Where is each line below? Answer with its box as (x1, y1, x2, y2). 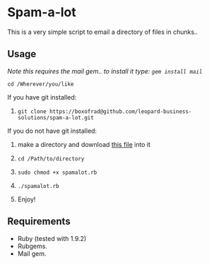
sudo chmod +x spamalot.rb (17, 169, 97, 176)
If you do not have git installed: (7, 126, 97, 135)
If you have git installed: (7, 93, 77, 101)
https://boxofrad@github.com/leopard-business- (49, 107, 192, 115)
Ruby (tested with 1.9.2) (17, 234, 87, 242)
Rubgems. (17, 242, 48, 250)
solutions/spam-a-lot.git (17, 114, 94, 121)
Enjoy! (17, 195, 36, 204)
